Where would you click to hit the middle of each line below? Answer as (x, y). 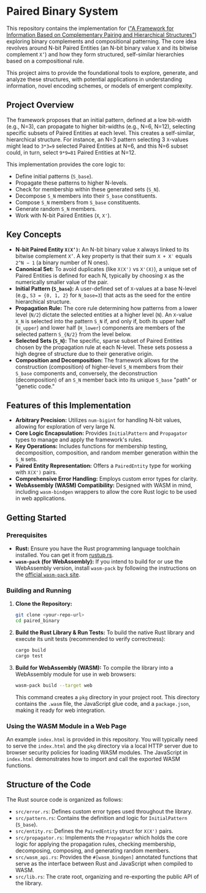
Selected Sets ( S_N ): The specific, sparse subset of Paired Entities (99, 340)
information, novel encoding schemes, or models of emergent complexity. (100, 86)
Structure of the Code (49, 785)
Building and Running (39, 590)
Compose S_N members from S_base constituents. (78, 202)
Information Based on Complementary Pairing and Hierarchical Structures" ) (102, 34)
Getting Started (36, 517)
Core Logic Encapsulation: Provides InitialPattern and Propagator (101, 433)
